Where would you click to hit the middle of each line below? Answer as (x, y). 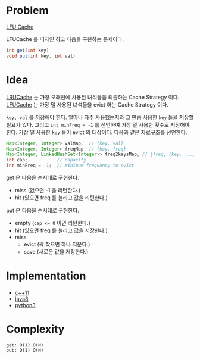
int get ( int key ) (28, 50)
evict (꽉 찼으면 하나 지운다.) (57, 244)
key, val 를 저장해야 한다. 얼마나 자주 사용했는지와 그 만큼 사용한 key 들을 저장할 (100, 117)
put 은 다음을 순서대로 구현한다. (43, 210)
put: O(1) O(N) (25, 350)
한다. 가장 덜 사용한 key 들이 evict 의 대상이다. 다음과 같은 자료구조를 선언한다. (97, 132)
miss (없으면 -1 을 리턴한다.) (48, 190)
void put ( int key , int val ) (41, 56)
